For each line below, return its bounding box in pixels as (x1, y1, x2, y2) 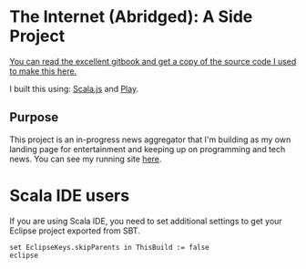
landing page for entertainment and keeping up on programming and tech (9, 143, 286, 154)
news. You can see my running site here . (9, 153, 162, 164)
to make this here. (9, 66, 77, 77)
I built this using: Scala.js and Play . (9, 83, 139, 94)
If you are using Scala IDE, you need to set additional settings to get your (9, 215, 282, 226)
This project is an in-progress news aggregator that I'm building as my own (9, 134, 291, 145)
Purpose (9, 109, 59, 125)
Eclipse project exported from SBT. (9, 225, 141, 236)
